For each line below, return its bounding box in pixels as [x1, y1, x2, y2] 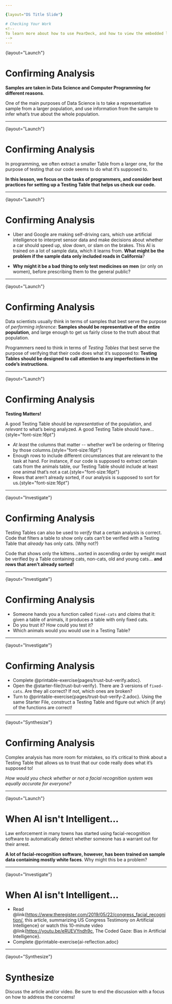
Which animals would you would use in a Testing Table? [12, 627, 131, 633]
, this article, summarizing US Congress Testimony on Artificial [22, 917, 154, 923]
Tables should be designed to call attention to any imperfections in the [5, 355, 158, 362]
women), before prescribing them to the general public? [12, 268, 131, 275]
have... [140, 426, 155, 432]
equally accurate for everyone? [5, 780, 72, 786]
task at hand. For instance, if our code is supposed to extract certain [12, 458, 157, 464]
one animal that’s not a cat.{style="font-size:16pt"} [12, 468, 120, 475]
